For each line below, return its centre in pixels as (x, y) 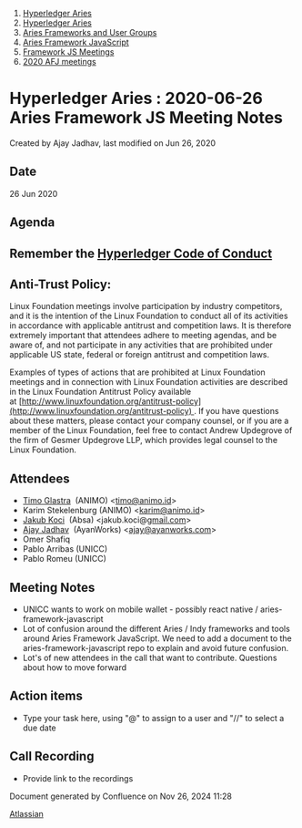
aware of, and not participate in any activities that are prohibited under (141, 345)
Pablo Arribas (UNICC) (65, 549)
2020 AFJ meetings (60, 62)
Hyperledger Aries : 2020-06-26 (136, 98)
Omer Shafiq (46, 539)
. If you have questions (237, 411)
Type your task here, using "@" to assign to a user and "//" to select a (153, 718)
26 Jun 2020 (34, 193)
